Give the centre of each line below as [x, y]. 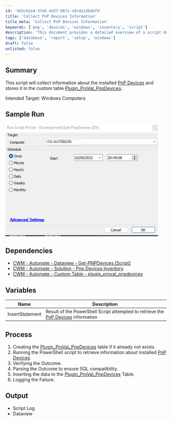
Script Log [24, 408]
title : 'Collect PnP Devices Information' [51, 16]
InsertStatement [25, 314]
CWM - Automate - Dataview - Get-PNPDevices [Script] [72, 263]
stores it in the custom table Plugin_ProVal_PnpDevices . [64, 88]
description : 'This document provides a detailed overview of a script [83, 33]
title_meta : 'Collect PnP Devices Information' [57, 22]
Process [19, 334]
